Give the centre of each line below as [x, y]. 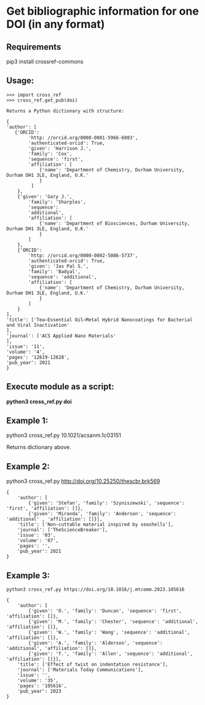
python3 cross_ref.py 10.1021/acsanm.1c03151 [64, 435]
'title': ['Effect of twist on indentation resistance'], [93, 665]
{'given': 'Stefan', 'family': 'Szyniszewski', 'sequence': [106, 503]
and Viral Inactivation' [38, 325]
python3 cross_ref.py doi [39, 401]
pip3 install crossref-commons [45, 62]
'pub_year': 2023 [39, 692]
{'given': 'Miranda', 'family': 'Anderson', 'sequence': [102, 514]
